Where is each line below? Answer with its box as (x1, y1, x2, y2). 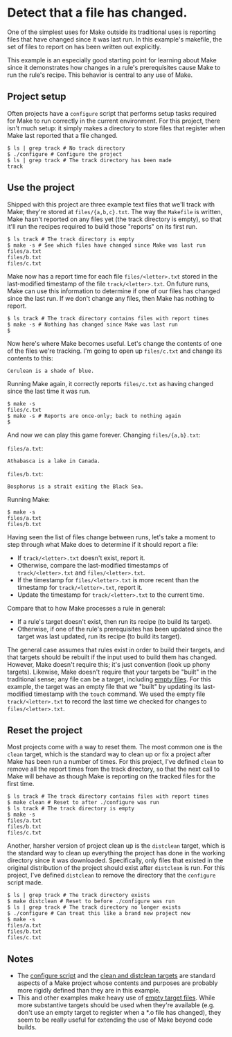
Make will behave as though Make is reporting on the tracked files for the (7, 772, 216, 781)
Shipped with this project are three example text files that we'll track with (7, 200, 215, 209)
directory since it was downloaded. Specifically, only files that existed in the (7, 856, 224, 864)
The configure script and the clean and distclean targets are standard (17, 972, 216, 980)
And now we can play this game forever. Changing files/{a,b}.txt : (7, 430, 201, 439)
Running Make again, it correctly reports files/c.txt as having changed (7, 379, 213, 387)
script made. (7, 878, 44, 887)
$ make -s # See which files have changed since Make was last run (7, 241, 206, 249)
